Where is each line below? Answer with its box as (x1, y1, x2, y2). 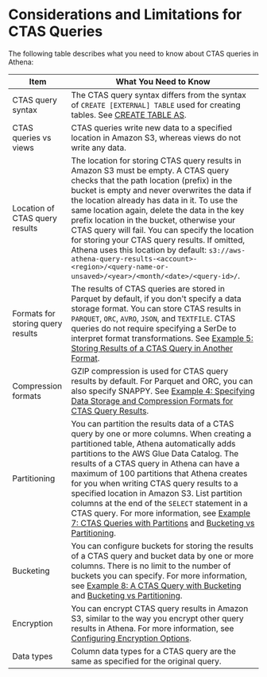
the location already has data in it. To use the (71, 195, 238, 206)
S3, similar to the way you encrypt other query (71, 613, 244, 624)
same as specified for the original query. (71, 656, 222, 667)
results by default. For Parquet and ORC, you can (71, 375, 253, 386)
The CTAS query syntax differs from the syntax (71, 89, 246, 100)
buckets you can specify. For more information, (71, 570, 248, 581)
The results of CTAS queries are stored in (71, 283, 225, 294)
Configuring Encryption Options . (71, 633, 192, 644)
